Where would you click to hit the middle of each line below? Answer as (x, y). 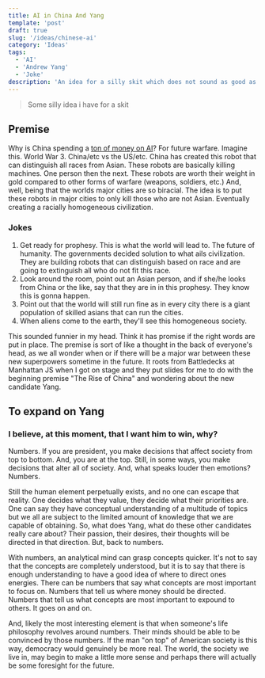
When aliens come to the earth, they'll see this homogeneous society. (133, 321)
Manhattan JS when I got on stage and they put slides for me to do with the (131, 370)
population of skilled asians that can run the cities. (102, 312)
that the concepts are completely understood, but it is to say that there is (127, 566)
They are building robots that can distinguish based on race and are (130, 261)
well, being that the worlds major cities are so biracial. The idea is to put (125, 190)
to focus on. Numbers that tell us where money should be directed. (117, 592)
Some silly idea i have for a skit (78, 105)
